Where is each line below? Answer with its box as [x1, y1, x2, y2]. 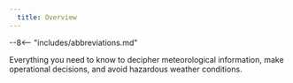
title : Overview [17, 12, 77, 22]
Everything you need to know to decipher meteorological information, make [9, 54, 285, 64]
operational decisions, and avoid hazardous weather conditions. [9, 64, 243, 74]
